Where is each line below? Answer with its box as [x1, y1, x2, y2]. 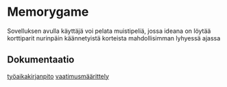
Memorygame [7, 4, 89, 20]
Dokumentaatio [7, 54, 75, 66]
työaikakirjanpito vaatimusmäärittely [7, 72, 110, 80]
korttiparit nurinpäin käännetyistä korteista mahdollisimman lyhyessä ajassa [7, 34, 221, 42]
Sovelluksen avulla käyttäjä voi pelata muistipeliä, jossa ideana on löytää [7, 27, 211, 35]
